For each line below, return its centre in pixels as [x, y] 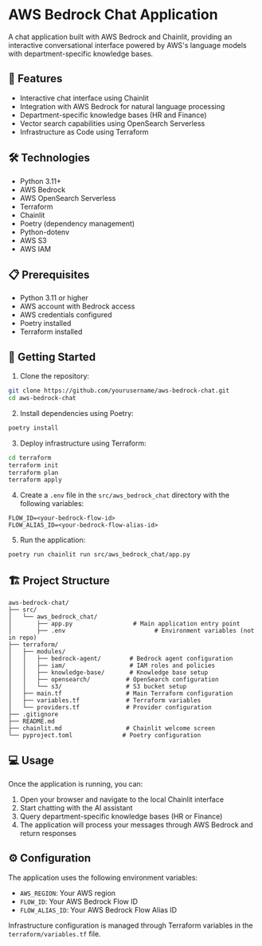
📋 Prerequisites [49, 275]
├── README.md [32, 721]
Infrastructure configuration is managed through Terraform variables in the [131, 925]
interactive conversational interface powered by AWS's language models [127, 45]
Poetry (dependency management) [77, 223]
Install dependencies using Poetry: [76, 413]
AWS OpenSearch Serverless [68, 198]
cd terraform [30, 457]
